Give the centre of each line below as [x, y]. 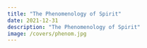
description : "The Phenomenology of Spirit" [74, 27]
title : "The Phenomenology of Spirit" [64, 14]
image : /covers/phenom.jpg [47, 34]
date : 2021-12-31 [33, 20]
